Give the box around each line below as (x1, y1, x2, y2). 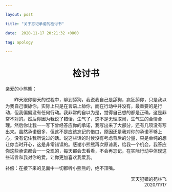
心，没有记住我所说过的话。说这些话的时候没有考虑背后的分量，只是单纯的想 (5, 135, 167, 141)
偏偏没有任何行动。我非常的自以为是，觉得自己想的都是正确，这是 (23, 110, 162, 116)
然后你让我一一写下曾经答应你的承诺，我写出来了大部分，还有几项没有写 (14, 122, 167, 129)
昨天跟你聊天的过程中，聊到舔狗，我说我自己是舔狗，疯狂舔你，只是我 (14, 97, 162, 103)
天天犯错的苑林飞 (131, 176, 167, 182)
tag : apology (5, 39, 33, 45)
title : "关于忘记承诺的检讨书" (5, 21, 64, 26)
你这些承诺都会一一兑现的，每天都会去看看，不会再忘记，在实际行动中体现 (5, 148, 162, 154)
